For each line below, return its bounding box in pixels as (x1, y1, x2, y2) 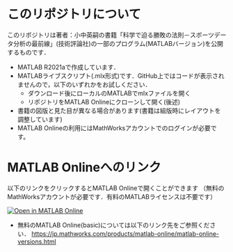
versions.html (17, 237, 57, 246)
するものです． (7, 48, 50, 56)
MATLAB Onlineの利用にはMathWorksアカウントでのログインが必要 (17, 123, 211, 132)
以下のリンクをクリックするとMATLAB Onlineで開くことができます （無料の (7, 184, 225, 192)
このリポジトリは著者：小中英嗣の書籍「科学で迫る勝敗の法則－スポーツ (7, 31, 214, 39)
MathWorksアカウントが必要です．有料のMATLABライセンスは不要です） (7, 192, 217, 200)
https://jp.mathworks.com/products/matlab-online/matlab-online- (31, 229, 220, 237)
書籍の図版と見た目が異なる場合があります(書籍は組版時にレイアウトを (17, 106, 221, 115)
